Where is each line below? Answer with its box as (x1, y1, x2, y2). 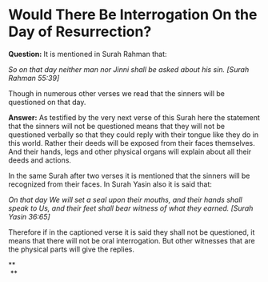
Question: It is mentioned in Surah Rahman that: (8, 49, 167, 58)
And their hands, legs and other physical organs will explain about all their (8, 147, 252, 156)
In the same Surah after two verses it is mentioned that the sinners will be (8, 171, 250, 180)
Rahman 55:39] (8, 73, 60, 83)
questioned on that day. (8, 97, 86, 107)
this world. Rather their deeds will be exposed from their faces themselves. (8, 138, 256, 147)
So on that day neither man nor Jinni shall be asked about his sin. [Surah (8, 64, 250, 74)
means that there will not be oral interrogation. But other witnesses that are (8, 236, 255, 245)
